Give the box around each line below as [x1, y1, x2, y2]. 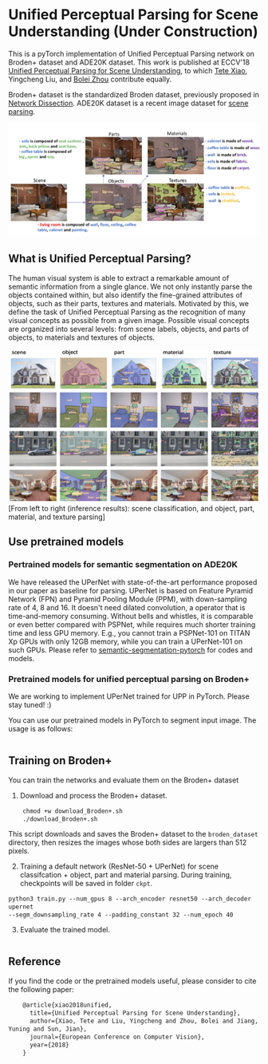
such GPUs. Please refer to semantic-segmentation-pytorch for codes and [8, 644, 253, 655]
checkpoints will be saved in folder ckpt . [19, 878, 153, 888]
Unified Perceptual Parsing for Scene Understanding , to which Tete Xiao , [8, 65, 248, 75]
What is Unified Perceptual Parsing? [8, 252, 191, 266]
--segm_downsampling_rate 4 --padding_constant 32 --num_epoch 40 [8, 911, 234, 919]
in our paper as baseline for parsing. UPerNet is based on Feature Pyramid [8, 585, 254, 595]
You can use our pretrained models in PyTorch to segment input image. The [8, 715, 257, 725]
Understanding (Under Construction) [8, 22, 258, 41]
